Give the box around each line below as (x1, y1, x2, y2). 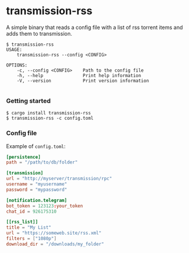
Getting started (6, 97, 51, 105)
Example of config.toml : (6, 142, 66, 149)
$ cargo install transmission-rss (6, 110, 92, 116)
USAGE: (6, 46, 22, 53)
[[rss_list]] (6, 219, 38, 225)
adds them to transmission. (6, 30, 73, 37)
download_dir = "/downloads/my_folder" (6, 241, 105, 247)
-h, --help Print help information (17, 72, 142, 78)
